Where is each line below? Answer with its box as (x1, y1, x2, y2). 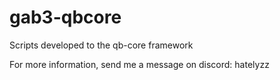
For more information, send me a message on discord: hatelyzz (9, 58, 270, 70)
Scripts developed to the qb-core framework (9, 39, 194, 51)
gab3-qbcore (9, 6, 122, 29)
